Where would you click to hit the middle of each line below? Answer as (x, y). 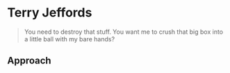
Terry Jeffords (50, 13)
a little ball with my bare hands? (69, 39)
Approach (29, 61)
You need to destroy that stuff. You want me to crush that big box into (124, 32)
